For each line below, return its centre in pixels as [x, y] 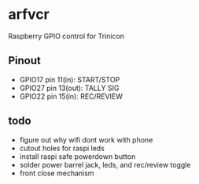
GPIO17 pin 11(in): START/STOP [70, 79]
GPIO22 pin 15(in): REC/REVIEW [71, 96]
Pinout [25, 61]
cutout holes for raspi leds [62, 148]
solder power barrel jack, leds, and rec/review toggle [105, 164]
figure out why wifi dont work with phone [86, 139]
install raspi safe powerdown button [77, 156]
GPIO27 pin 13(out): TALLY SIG [69, 88]
